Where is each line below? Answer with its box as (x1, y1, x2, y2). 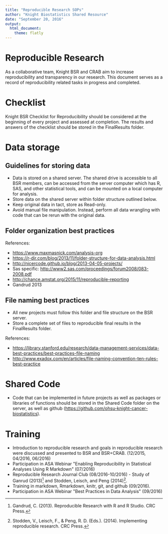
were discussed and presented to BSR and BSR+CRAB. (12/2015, (12, 450, 146, 456)
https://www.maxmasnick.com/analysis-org (12, 249, 103, 255)
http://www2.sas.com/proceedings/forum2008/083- (40, 265, 149, 272)
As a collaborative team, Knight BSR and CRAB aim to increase (5, 69, 134, 75)
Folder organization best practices (5, 226, 115, 235)
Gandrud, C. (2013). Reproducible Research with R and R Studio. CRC (12, 503, 155, 509)
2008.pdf (12, 271, 32, 277)
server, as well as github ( (12, 405, 66, 411)
